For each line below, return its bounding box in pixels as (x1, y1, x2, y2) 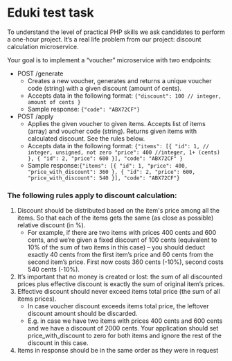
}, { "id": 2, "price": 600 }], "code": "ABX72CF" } (27, 155, 184, 162)
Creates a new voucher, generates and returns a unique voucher (27, 76, 213, 85)
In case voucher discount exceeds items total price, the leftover (27, 302, 209, 310)
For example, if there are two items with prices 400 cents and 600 (27, 229, 217, 237)
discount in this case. (27, 339, 89, 347)
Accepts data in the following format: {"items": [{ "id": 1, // (27, 141, 210, 150)
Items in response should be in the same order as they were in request (17, 346, 219, 355)
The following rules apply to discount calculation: (7, 191, 177, 200)
